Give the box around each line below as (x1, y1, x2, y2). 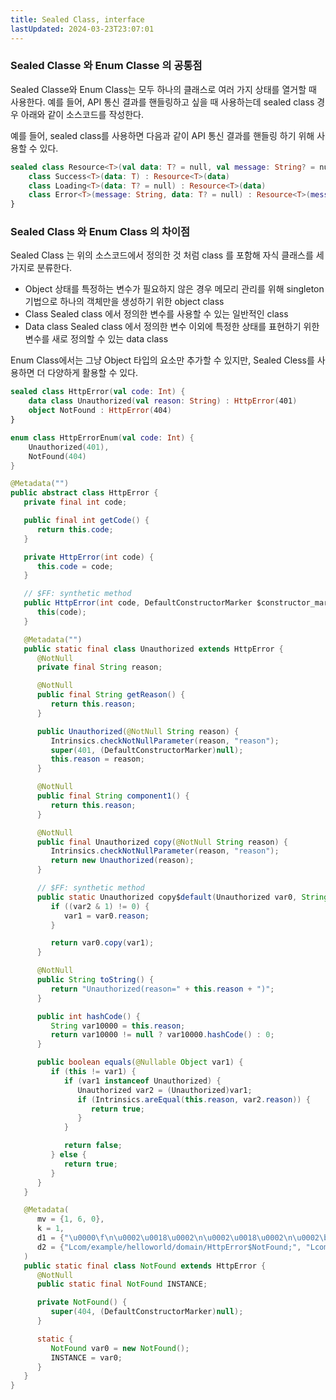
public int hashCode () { (36, 1011, 141, 1021)
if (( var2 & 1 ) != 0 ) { (50, 901, 150, 911)
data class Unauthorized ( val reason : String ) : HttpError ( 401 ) (28, 396, 298, 406)
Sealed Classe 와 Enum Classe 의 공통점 (10, 59, 203, 73)
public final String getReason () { (36, 690, 186, 700)
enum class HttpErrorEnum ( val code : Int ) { (10, 432, 195, 443)
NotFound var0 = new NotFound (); (50, 1343, 190, 1353)
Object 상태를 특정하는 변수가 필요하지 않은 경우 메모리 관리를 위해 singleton (24, 283, 325, 295)
